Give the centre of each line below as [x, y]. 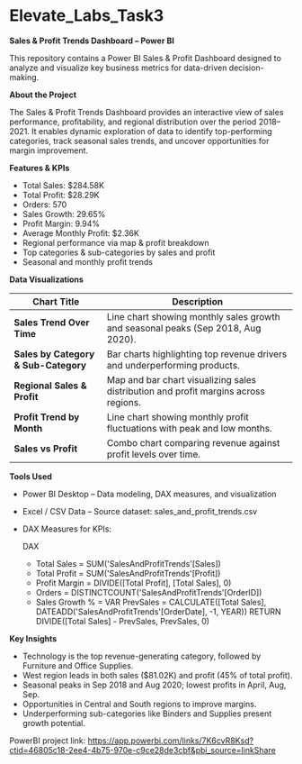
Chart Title [56, 301]
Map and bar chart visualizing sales [182, 379]
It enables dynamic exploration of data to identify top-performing [151, 131]
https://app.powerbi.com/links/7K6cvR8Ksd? [171, 741]
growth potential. [53, 723]
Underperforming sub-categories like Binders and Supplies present [147, 714]
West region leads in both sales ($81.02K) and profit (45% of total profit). [157, 675]
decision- [246, 68]
